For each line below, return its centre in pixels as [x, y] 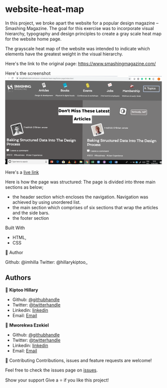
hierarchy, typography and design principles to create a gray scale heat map [83, 33]
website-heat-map [45, 9]
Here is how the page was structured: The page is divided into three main [80, 182]
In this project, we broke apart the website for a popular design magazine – [82, 23]
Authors [18, 278]
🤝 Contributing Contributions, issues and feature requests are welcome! [79, 360]
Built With [15, 228]
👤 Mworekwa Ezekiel [27, 325]
